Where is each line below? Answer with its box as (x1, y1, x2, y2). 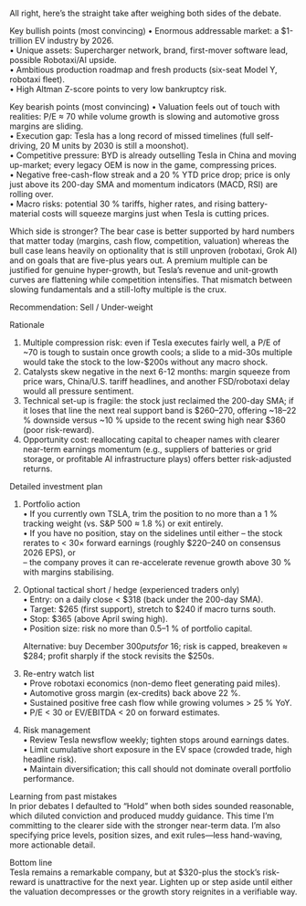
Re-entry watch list (22, 669, 95, 679)
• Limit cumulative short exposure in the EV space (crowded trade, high (22, 744, 292, 754)
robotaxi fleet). (9, 74, 66, 85)
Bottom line (9, 858, 53, 868)
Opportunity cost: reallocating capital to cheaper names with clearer (22, 434, 280, 445)
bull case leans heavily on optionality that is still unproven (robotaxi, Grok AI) (9, 246, 298, 256)
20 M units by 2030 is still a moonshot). (39, 141, 189, 151)
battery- (237, 198, 269, 209)
